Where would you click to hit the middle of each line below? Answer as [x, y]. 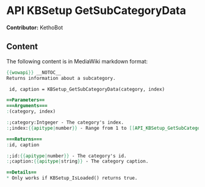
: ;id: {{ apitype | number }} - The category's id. [67, 156]
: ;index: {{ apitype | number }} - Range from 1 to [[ [71, 128]
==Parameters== [26, 100]
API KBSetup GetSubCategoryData [96, 11]
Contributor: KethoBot [35, 27]
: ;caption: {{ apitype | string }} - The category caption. [77, 161]
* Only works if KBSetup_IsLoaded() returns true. [72, 178]
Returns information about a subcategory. [61, 78]
